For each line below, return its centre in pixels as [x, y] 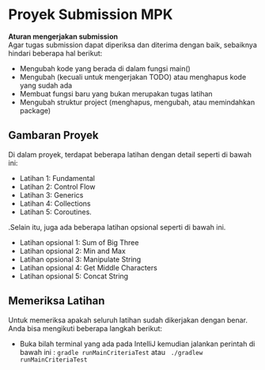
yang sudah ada [46, 85]
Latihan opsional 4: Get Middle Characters [89, 267]
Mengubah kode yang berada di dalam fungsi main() [105, 68]
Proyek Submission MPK [91, 15]
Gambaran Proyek [53, 136]
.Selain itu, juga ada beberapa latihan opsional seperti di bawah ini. [117, 227]
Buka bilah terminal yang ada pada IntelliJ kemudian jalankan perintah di [137, 344]
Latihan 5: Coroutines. [56, 212]
